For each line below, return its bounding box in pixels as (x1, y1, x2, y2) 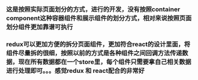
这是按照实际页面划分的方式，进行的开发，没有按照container (6, 5, 181, 13)
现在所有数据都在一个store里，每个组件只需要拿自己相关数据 (18, 58, 191, 66)
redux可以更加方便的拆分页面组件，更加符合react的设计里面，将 (6, 40, 191, 48)
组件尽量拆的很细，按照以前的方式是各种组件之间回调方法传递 (6, 49, 183, 57)
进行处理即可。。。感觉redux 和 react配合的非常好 (6, 66, 145, 75)
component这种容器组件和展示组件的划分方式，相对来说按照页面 (6, 14, 192, 22)
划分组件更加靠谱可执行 (6, 22, 73, 31)
